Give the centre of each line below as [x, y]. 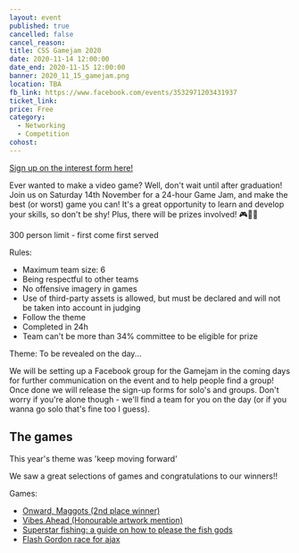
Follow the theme [54, 317]
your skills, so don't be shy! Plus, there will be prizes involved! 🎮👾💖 [134, 214]
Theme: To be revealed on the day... [75, 353]
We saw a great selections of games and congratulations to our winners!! [144, 476]
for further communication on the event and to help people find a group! [141, 380]
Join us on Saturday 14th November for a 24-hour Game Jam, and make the [149, 194]
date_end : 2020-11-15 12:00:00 [67, 68]
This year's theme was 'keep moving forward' [94, 458]
